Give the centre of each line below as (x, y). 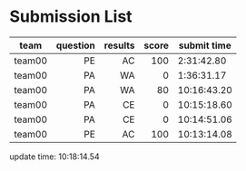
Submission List (71, 17)
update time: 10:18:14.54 (54, 157)
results (119, 45)
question (75, 45)
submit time (205, 45)
